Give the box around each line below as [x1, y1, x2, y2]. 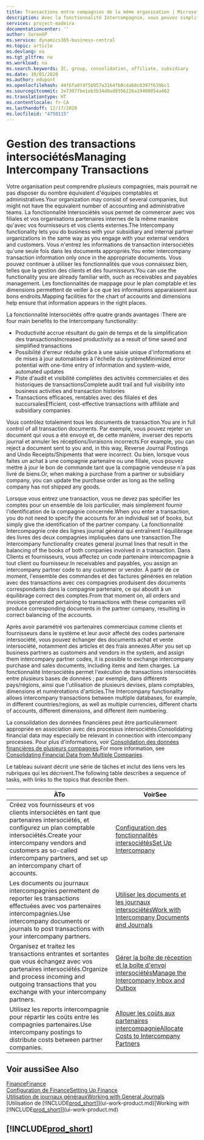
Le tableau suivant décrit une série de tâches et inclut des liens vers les [6, 763, 185, 770]
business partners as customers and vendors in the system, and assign [6, 649, 185, 656]
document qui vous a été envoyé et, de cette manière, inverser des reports [6, 431, 193, 439]
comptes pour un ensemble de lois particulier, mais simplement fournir [6, 501, 183, 509]
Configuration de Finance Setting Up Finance [6, 1086, 118, 1094]
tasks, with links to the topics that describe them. [6, 776, 129, 784]
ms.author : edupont [6, 77, 56, 83]
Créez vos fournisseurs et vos [9, 801, 95, 809]
